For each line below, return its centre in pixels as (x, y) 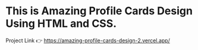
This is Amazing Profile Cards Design (99, 11)
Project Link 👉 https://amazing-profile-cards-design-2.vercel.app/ (88, 40)
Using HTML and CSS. (61, 24)
